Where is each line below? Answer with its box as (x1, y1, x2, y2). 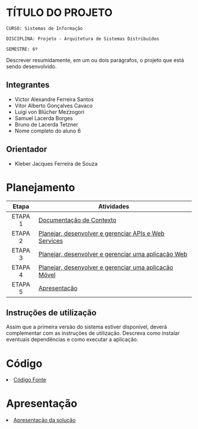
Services (38, 237, 63, 245)
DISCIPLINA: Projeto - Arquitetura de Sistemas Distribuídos (6, 36, 160, 41)
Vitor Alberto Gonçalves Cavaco (14, 102, 93, 109)
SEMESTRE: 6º (6, 46, 38, 52)
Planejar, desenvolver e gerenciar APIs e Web (38, 229, 165, 237)
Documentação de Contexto (38, 216, 117, 224)
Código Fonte (14, 376, 47, 383)
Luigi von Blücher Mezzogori (14, 108, 85, 115)
